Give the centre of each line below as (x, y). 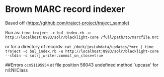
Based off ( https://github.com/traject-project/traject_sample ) (67, 23)
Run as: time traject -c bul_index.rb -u (48, 32)
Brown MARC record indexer (65, 9)
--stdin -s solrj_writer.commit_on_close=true (54, 56)
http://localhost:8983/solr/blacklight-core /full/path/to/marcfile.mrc (82, 37)
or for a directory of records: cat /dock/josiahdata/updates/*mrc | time (80, 46)
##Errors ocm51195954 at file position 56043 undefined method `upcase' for (82, 65)
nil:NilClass (17, 70)
